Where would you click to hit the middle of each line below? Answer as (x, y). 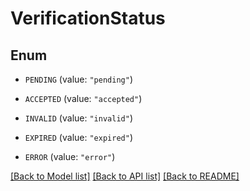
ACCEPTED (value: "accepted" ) (83, 98)
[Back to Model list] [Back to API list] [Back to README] (125, 176)
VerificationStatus (88, 18)
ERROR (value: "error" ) (70, 156)
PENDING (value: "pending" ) (78, 79)
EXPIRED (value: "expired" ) (78, 137)
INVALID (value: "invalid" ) (78, 118)
